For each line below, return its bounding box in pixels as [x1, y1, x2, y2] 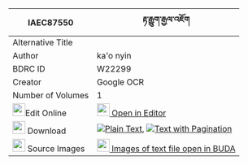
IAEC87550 [28, 16, 74, 28]
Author [12, 50, 39, 61]
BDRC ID [12, 63, 46, 74]
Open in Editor [111, 107, 167, 119]
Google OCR [96, 76, 145, 88]
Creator [12, 76, 42, 88]
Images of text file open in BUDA [111, 143, 236, 154]
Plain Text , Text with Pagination [104, 123, 233, 134]
